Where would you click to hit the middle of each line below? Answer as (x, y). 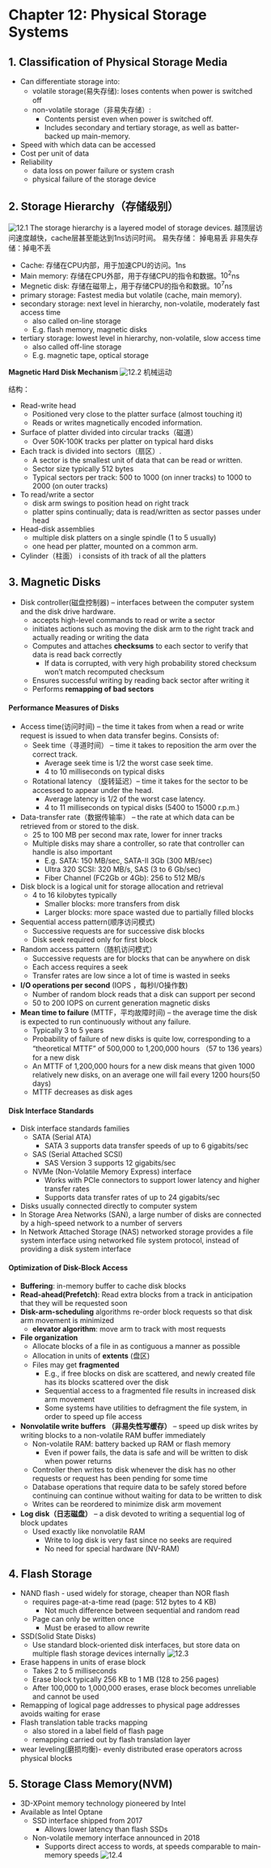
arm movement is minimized (67, 1320)
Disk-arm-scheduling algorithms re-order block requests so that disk (136, 1311)
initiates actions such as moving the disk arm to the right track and (143, 629)
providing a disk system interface (76, 1249)
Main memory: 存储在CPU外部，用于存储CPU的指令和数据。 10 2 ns (130, 275)
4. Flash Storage (51, 1574)
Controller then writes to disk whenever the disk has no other (134, 1469)
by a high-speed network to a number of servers (101, 1223)
